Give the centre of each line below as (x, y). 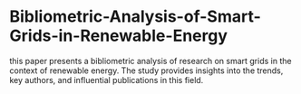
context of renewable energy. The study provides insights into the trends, (146, 70)
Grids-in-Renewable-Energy (119, 36)
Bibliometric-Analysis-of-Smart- (135, 17)
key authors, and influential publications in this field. (107, 80)
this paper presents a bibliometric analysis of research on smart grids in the (150, 61)
